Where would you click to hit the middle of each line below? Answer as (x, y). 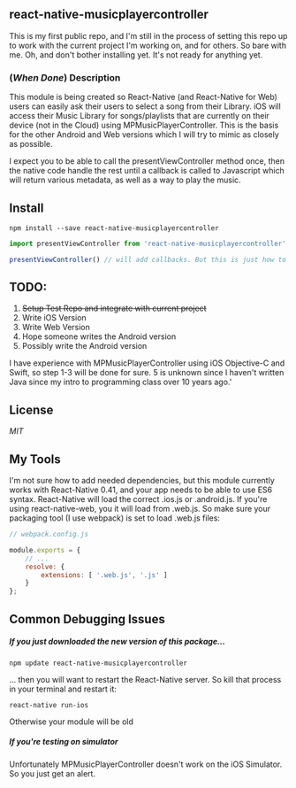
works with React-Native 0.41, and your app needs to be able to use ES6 (141, 490)
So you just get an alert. (52, 773)
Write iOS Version (54, 318)
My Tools (35, 459)
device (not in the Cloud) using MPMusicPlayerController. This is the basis (144, 125)
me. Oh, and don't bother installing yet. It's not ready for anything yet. (136, 54)
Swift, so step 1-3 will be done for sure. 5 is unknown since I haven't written (147, 373)
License (31, 409)
